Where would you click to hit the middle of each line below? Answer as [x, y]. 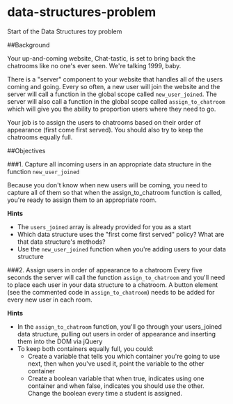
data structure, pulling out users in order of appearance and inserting [116, 334]
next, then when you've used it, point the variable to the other [116, 364]
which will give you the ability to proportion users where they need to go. [112, 109]
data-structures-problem [82, 12]
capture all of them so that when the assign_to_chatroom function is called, [115, 192]
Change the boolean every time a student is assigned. [105, 393]
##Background [29, 45]
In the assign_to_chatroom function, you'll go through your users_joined [120, 326]
